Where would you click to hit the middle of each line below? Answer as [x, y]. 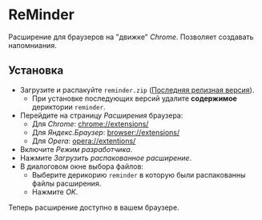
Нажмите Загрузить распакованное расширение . [106, 158]
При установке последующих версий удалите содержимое [135, 98]
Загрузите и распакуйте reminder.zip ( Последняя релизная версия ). [137, 90]
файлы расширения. [67, 183]
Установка [36, 71]
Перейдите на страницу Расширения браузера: [101, 115]
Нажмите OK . [55, 192]
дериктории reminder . [69, 106]
